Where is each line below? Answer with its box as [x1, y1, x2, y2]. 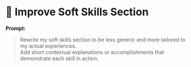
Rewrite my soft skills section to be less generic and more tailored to [19, 36, 186, 43]
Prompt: [5, 25, 26, 32]
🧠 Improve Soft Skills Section [5, 5, 149, 19]
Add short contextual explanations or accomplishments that [19, 48, 165, 55]
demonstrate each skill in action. [19, 55, 99, 62]
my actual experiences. [19, 42, 77, 49]
